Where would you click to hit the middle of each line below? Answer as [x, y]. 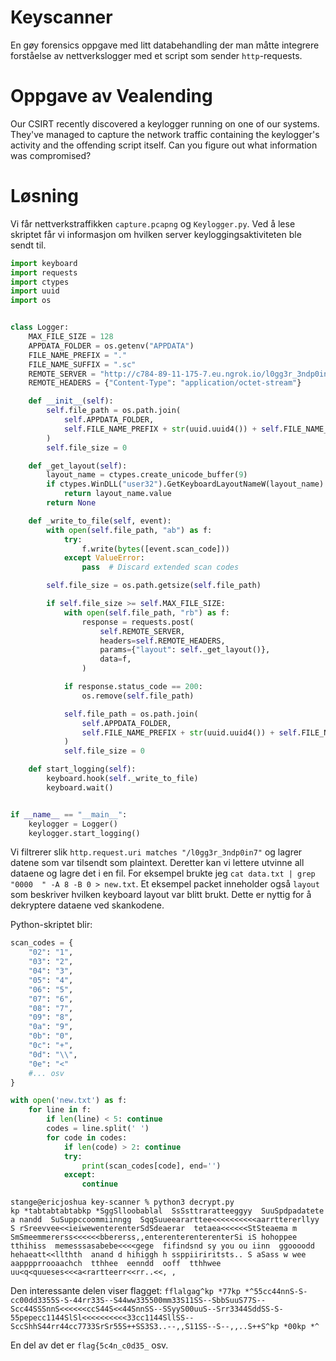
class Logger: [40, 327]
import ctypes [40, 282]
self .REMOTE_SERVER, [142, 631]
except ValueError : [104, 558]
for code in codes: [87, 1137]
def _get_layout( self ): [78, 466]
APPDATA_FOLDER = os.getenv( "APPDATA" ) [111, 346]
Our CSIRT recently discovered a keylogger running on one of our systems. [165, 123]
